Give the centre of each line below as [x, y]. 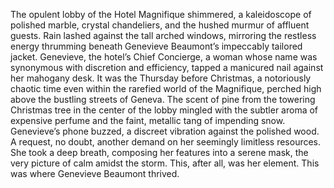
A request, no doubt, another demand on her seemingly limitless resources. [166, 142]
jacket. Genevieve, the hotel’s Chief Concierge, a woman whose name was [164, 57]
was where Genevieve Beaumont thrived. [95, 173]
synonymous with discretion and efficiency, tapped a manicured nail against [167, 67]
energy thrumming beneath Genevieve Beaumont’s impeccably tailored [156, 46]
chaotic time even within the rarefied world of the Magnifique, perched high [166, 88]
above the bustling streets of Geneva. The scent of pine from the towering [163, 99]
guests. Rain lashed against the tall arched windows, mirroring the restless [163, 35]
